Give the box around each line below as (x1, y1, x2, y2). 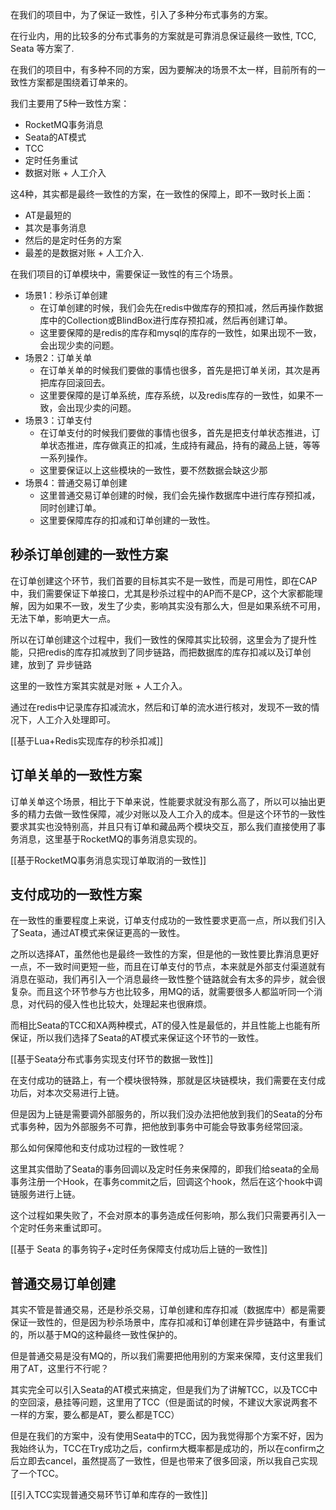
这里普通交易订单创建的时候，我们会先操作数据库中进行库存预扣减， (39, 489, 321, 501)
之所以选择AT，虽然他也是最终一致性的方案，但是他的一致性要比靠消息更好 (10, 948, 320, 960)
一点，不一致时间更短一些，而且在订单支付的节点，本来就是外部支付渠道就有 (10, 961, 326, 973)
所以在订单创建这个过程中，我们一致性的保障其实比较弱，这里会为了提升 (10, 633, 308, 645)
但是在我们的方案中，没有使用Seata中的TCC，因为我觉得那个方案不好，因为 (10, 1430, 324, 1442)
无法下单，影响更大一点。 (10, 612, 116, 624)
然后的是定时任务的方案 (24, 234, 122, 246)
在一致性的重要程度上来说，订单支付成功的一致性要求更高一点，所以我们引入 (10, 914, 326, 927)
